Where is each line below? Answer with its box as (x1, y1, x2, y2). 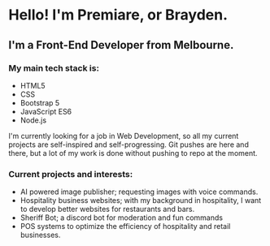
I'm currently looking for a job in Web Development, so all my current (8, 131, 239, 140)
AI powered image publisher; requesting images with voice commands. (20, 187, 259, 196)
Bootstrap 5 (20, 97, 60, 107)
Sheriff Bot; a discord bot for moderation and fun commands (20, 213, 224, 222)
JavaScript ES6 (20, 106, 72, 116)
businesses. (20, 230, 61, 240)
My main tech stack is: (8, 63, 100, 74)
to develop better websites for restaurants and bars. (20, 205, 195, 214)
